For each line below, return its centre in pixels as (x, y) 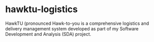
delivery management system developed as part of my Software (72, 28)
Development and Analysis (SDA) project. (48, 34)
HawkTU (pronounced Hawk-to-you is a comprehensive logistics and (77, 23)
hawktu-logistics (42, 9)
